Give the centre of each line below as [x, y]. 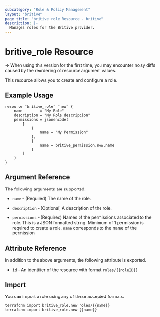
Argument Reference [38, 177]
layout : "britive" [24, 14]
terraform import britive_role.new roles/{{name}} [58, 306]
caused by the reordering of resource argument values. [61, 71]
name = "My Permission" [64, 132]
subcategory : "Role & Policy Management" [48, 10]
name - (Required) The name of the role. [51, 198]
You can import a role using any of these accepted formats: [65, 296]
